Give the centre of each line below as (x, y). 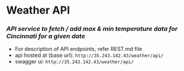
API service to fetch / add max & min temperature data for (92, 29)
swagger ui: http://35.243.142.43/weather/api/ (74, 62)
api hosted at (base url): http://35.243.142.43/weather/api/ (89, 55)
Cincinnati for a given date (46, 36)
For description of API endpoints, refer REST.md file (78, 49)
